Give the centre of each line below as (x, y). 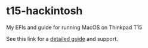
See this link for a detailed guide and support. (62, 39)
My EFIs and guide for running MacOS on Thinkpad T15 (74, 27)
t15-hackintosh (44, 11)
